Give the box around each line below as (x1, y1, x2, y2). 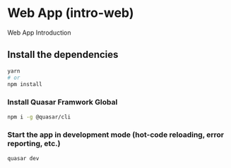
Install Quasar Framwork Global (7, 97, 118, 107)
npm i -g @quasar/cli (7, 113, 71, 121)
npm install (7, 80, 42, 88)
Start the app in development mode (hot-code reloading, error (7, 130, 225, 140)
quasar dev (7, 155, 40, 162)
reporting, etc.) (7, 139, 61, 149)
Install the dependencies (7, 49, 119, 61)
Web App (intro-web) (7, 5, 134, 21)
